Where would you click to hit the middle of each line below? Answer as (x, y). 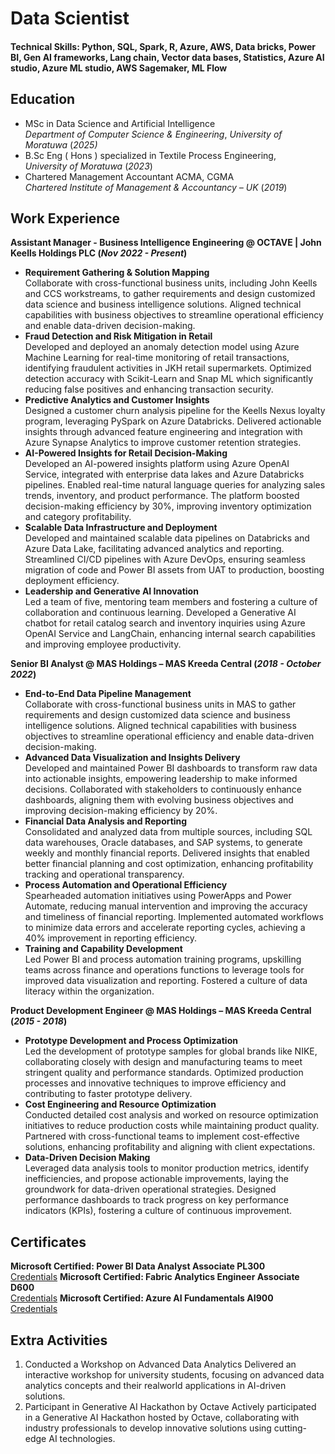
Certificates (48, 1242)
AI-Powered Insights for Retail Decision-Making (126, 453)
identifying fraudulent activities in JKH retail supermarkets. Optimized (168, 368)
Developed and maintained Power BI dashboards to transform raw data (171, 768)
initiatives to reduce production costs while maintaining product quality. (172, 1126)
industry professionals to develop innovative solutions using (148, 1428)
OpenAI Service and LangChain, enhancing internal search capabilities (170, 634)
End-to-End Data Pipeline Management (108, 694)
